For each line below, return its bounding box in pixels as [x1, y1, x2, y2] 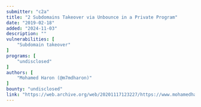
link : [6, 92, 20, 97]
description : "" [6, 31, 47, 37]
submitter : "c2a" [6, 8, 50, 15]
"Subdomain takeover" [17, 42, 71, 48]
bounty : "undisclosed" [6, 86, 63, 92]
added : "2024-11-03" [6, 25, 58, 32]
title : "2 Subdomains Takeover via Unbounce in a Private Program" [6, 14, 178, 20]
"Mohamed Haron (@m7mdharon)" [17, 75, 93, 81]
